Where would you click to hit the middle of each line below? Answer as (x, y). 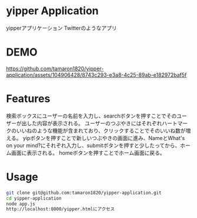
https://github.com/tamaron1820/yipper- (55, 69)
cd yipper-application (34, 198)
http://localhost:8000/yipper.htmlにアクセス (61, 209)
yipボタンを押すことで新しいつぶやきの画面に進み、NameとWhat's (104, 138)
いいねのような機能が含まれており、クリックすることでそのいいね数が (101, 131)
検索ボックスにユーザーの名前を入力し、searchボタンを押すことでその (91, 116)
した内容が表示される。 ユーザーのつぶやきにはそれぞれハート (102, 123)
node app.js (21, 204)
